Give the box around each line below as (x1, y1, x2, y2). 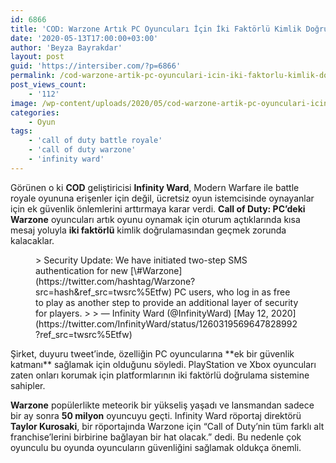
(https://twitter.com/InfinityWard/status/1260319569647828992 (35, 317, 298, 330)
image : (10, 98, 38, 108)
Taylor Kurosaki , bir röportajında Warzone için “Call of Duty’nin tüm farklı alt (10, 420, 325, 432)
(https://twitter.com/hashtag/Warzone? (35, 275, 196, 287)
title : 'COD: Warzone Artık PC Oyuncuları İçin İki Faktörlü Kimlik (10, 24, 302, 34)
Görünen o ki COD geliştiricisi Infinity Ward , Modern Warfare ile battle (10, 181, 300, 193)
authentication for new (35, 264, 128, 276)
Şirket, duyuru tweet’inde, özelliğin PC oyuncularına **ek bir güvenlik (10, 347, 295, 360)
